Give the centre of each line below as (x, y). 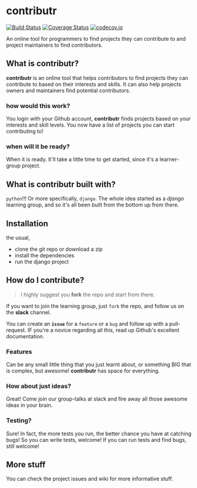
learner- (169, 159)
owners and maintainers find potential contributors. (68, 91)
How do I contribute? (45, 280)
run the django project (42, 261)
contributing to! (25, 131)
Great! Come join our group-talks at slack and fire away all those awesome (97, 399)
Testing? (19, 421)
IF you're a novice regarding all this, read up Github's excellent (104, 330)
